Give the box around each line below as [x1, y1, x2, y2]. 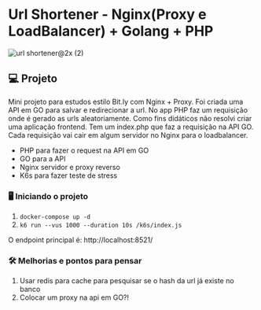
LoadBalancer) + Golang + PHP [8, 22, 214, 40]
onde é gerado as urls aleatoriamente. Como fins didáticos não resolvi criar [8, 113, 252, 123]
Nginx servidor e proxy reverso [19, 162, 120, 172]
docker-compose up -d [19, 213, 90, 221]
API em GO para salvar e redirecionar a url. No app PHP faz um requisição [8, 105, 248, 115]
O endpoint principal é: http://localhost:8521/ [8, 235, 153, 245]
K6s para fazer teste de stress [19, 171, 118, 180]
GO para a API [19, 153, 66, 163]
